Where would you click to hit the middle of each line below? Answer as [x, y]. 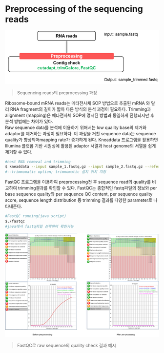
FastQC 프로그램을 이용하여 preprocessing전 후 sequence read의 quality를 [78, 182]
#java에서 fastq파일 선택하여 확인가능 [40, 226]
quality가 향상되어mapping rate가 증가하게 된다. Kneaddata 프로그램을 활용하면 [82, 140]
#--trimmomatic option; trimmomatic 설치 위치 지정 [56, 172]
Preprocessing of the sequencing [74, 9]
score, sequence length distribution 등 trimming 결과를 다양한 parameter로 [79, 200]
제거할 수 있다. [19, 152]
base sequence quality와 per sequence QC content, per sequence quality [79, 194]
